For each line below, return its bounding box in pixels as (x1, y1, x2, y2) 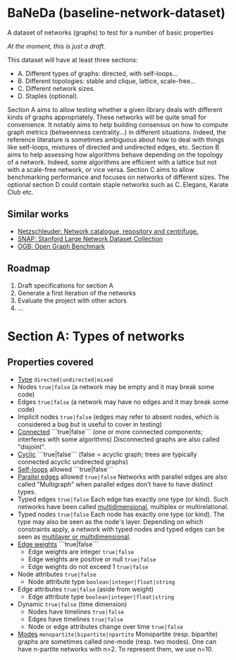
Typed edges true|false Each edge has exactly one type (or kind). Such (17, 495, 229, 503)
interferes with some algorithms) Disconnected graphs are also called (17, 435, 220, 444)
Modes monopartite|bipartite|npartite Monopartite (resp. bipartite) (17, 630, 218, 638)
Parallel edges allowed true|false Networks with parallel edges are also (17, 472, 228, 481)
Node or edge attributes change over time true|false (27, 622, 183, 630)
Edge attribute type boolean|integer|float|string (27, 592, 175, 601)
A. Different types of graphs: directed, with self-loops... (17, 69, 178, 78)
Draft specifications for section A (17, 281, 114, 290)
